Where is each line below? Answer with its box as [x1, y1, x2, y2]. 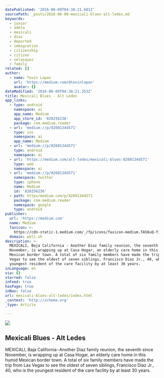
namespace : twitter [14, 175, 54, 180]
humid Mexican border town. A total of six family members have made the [5, 357, 154, 363]
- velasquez [9, 57, 34, 62]
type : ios [14, 130, 34, 135]
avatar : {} [14, 84, 36, 89]
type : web [14, 162, 34, 167]
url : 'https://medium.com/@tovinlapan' [14, 80, 95, 84]
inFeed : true [5, 279, 32, 285]
